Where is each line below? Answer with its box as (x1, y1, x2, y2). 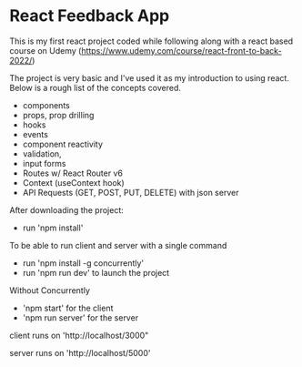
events (22, 128, 48, 139)
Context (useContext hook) (22, 177, 125, 188)
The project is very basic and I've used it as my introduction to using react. (9, 72, 289, 83)
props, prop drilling (22, 109, 95, 120)
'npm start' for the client (22, 302, 114, 313)
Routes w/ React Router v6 (22, 168, 123, 178)
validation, (22, 148, 62, 159)
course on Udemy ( (9, 45, 82, 56)
